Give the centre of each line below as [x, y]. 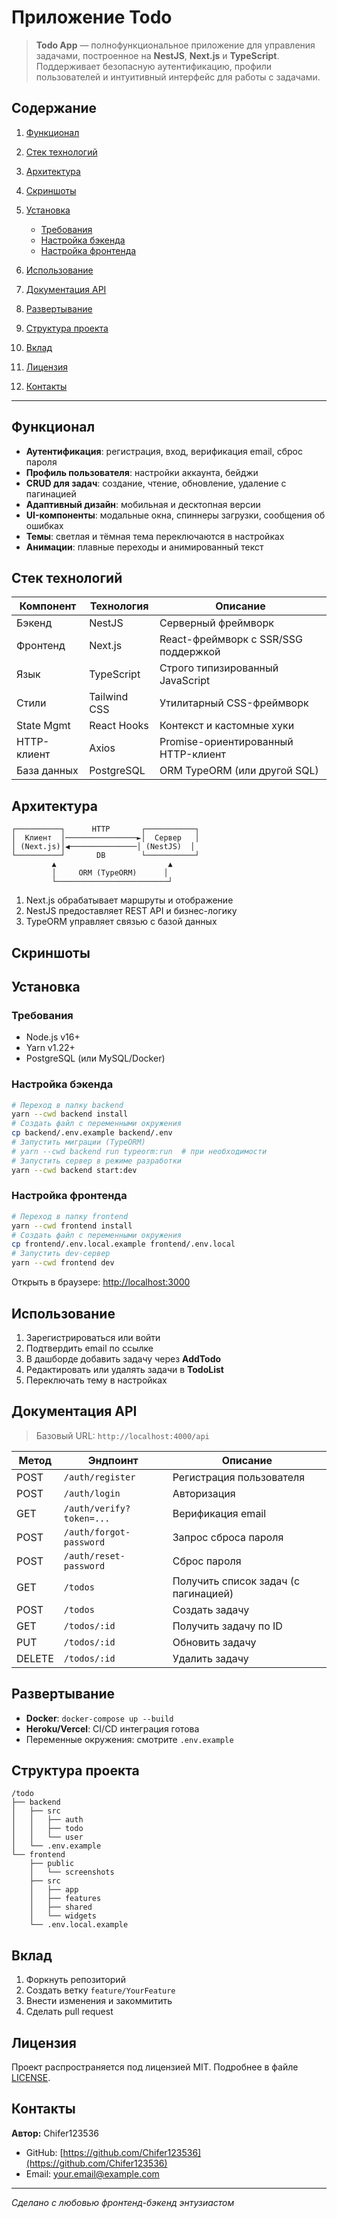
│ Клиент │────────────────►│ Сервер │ [105, 838]
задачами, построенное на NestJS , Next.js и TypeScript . [157, 55]
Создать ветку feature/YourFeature [100, 1990]
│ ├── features [65, 1899]
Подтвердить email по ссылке [89, 1348]
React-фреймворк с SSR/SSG [231, 639]
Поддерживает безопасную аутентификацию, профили [154, 66]
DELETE [35, 1658]
